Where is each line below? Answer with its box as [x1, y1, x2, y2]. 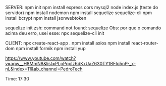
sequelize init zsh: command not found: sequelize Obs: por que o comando [5, 25, 161, 31]
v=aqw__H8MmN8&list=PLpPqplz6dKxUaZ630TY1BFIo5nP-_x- [5, 61, 136, 66]
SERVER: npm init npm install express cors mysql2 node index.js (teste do [5, 5, 158, 10]
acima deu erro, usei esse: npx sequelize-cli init [5, 30, 104, 36]
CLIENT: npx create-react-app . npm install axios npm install [5, 40, 130, 46]
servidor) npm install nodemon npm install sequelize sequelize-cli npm [5, 10, 152, 16]
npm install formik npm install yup [16, 46, 86, 51]
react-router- [131, 40, 159, 46]
